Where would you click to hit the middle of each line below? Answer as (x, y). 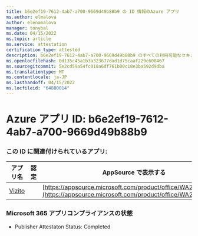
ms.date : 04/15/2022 (32, 34)
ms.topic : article (29, 39)
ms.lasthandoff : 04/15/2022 (41, 83)
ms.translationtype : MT (35, 72)
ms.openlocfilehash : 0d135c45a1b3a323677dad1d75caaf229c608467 (85, 61)
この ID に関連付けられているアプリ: (57, 151)
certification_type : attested (43, 50)
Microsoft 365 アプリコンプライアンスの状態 (70, 214)
